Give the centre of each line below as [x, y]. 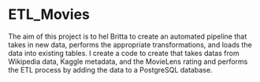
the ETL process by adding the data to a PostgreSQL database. [110, 69]
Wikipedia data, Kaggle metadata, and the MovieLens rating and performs [128, 61]
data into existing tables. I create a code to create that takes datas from [124, 53]
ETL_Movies [49, 15]
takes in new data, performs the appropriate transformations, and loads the [130, 44]
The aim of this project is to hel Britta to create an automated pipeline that [128, 36]
